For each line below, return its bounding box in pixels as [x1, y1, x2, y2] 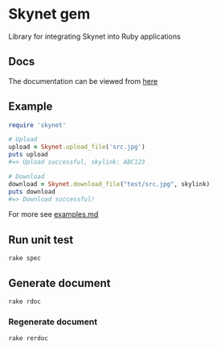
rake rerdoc [8, 334, 48, 343]
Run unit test [8, 233, 74, 247]
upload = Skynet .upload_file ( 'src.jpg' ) [8, 143, 146, 152]
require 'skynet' [8, 121, 67, 129]
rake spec [8, 255, 42, 263]
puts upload [8, 151, 48, 159]
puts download [8, 187, 56, 196]
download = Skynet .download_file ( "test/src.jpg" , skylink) [8, 180, 211, 188]
